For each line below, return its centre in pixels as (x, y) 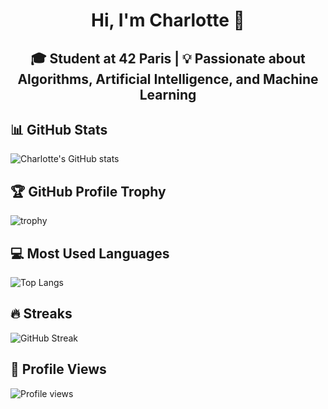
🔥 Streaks (41, 314)
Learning (168, 94)
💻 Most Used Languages (90, 253)
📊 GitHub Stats (59, 129)
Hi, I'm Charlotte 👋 (168, 20)
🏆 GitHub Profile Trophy (88, 191)
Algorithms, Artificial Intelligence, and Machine (168, 79)
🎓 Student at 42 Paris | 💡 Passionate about (168, 58)
